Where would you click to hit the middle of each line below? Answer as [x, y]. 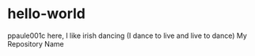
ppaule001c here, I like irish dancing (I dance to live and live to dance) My [127, 35]
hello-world [47, 14]
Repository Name [36, 43]
